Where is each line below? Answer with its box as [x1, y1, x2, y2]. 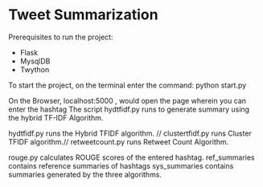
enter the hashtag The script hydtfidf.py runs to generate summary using [8, 104, 250, 114]
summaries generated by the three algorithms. [8, 169, 162, 179]
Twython [19, 64, 50, 74]
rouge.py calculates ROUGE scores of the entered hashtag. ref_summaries [8, 152, 255, 162]
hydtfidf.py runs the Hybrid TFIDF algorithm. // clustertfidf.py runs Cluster [8, 128, 252, 138]
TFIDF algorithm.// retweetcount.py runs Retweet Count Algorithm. [8, 136, 229, 146]
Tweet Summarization [8, 6, 158, 24]
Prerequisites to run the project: [8, 32, 113, 42]
